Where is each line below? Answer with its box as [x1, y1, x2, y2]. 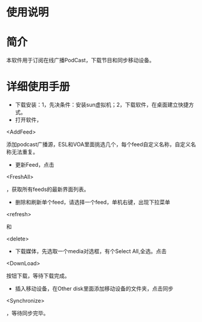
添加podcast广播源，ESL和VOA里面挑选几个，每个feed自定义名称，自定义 [6, 141, 191, 148]
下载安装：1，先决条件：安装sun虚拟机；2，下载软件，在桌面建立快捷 [15, 101, 189, 109]
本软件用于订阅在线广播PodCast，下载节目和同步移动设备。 [6, 57, 155, 64]
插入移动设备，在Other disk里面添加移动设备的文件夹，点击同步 [15, 285, 174, 292]
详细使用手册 [6, 80, 71, 94]
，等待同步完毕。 [6, 309, 49, 317]
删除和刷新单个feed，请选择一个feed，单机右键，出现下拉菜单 [15, 199, 171, 206]
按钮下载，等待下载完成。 [6, 272, 70, 280]
